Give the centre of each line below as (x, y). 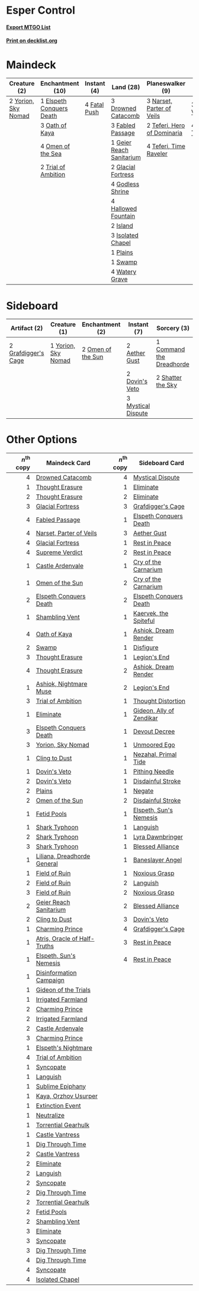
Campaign (50, 980)
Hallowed (124, 209)
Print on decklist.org (32, 41)
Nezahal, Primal (155, 754)
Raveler (157, 154)
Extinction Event (58, 1106)
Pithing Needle (154, 771)
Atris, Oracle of (57, 938)
